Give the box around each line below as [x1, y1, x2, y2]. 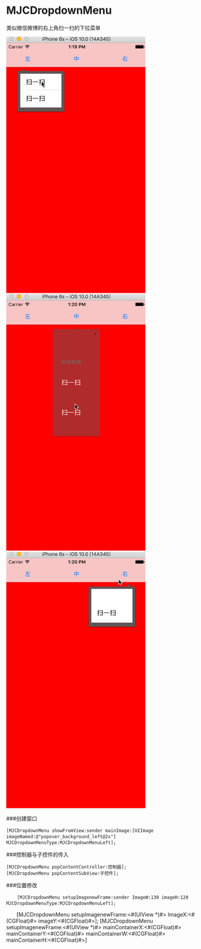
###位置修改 [6, 881, 38, 888]
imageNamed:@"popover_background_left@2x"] [6, 833, 117, 840]
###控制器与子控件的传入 [6, 851, 69, 858]
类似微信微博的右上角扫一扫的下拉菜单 [6, 24, 100, 31]
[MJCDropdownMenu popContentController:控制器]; [6, 864, 127, 870]
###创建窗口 [6, 815, 38, 822]
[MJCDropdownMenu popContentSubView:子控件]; [6, 870, 119, 876]
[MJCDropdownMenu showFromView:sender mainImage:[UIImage [6, 827, 154, 834]
